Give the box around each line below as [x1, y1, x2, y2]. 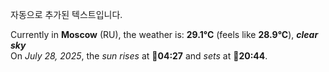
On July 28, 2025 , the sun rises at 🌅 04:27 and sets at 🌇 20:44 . [10, 50, 268, 62]
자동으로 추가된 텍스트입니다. [10, 9, 123, 20]
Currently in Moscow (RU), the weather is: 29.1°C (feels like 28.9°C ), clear [10, 29, 319, 40]
